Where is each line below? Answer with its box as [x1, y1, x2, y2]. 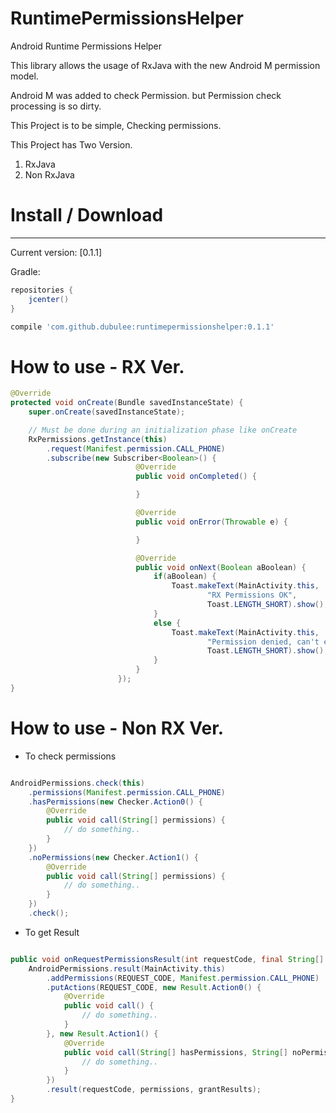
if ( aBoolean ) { [153, 572, 217, 582]
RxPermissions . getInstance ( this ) [28, 434, 168, 444]
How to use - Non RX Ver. [10, 717, 225, 739]
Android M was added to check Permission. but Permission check [10, 89, 282, 101]
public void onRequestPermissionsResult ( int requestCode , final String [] [10, 954, 325, 964]
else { [153, 618, 182, 628]
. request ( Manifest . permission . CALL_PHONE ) [46, 443, 226, 454]
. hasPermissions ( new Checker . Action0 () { [28, 797, 203, 807]
